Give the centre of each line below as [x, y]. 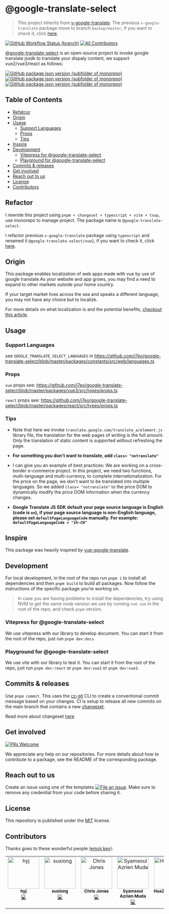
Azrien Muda [133, 896]
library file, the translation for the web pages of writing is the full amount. [88, 435]
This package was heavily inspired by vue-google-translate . [67, 550]
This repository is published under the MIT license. [58, 820]
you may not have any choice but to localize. [52, 299]
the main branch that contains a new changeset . [55, 706]
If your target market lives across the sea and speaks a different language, [82, 294]
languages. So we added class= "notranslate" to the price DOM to [82, 487]
